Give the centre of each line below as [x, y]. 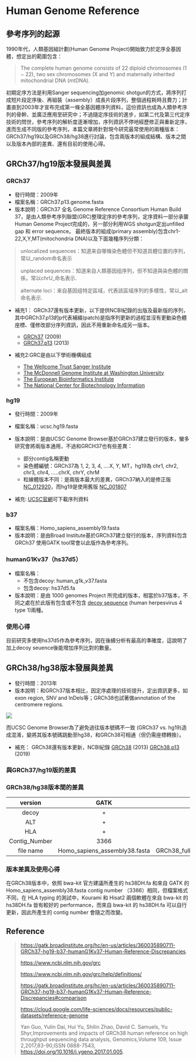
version [31, 802]
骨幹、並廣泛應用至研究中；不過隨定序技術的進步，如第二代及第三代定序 [103, 114]
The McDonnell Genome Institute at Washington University [94, 372]
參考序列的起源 [33, 34]
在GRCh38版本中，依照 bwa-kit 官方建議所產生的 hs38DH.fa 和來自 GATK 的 [98, 883]
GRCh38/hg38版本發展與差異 [60, 668]
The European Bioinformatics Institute [69, 379]
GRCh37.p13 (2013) [46, 343]
